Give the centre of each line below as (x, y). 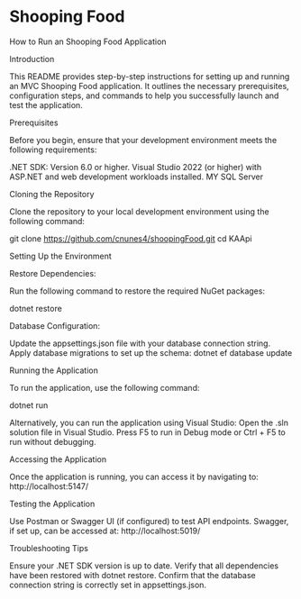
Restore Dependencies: (53, 273)
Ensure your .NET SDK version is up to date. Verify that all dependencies (144, 566)
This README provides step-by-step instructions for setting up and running (150, 76)
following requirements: (53, 150)
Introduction (32, 59)
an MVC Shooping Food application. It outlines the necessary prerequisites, (150, 86)
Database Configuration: (55, 325)
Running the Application (54, 370)
